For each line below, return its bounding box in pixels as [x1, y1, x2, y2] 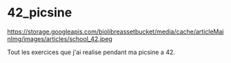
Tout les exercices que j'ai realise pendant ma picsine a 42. [7, 48, 176, 56]
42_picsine [7, 5, 72, 21]
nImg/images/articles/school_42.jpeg [7, 34, 112, 42]
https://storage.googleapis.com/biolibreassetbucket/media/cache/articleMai [7, 27, 224, 36]
